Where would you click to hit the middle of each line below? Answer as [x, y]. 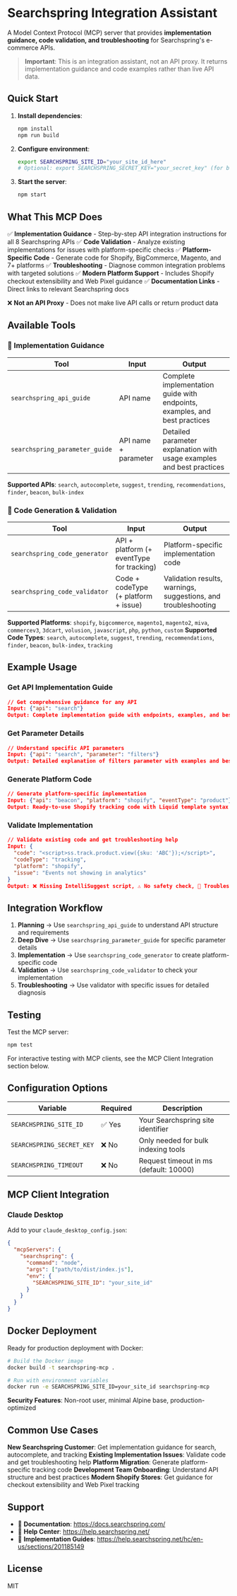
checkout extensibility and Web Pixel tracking [73, 1485]
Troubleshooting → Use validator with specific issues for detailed [113, 985]
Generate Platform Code [50, 780]
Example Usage [42, 667]
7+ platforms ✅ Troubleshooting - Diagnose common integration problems [116, 265]
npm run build [38, 135]
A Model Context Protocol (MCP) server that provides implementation [109, 33]
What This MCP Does [55, 217]
